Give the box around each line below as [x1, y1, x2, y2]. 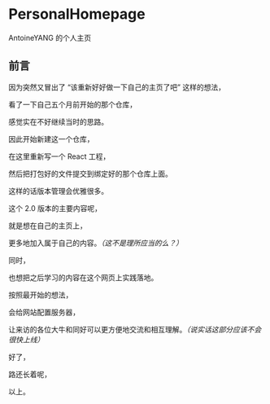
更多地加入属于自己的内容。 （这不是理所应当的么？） [8, 238, 183, 248]
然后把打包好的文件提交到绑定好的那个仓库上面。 [8, 169, 172, 178]
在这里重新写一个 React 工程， [8, 151, 111, 161]
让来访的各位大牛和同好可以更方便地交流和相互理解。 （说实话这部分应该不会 [8, 324, 262, 334]
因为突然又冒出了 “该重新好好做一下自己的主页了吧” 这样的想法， [8, 82, 226, 92]
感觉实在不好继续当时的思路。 [8, 116, 108, 126]
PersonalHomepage [8, 5, 146, 24]
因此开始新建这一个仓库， [8, 134, 94, 143]
